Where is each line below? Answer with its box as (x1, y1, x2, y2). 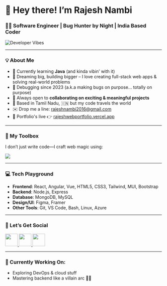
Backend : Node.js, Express (12, 189, 69, 195)
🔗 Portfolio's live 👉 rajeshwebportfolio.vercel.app (12, 113, 115, 119)
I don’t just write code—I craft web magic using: (5, 144, 103, 150)
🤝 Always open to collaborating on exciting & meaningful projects (12, 95, 150, 101)
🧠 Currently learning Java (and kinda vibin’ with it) (12, 68, 115, 74)
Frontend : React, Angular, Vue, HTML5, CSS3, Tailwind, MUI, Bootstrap (12, 184, 159, 190)
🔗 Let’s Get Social (5, 222, 48, 229)
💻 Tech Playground (5, 170, 54, 177)
